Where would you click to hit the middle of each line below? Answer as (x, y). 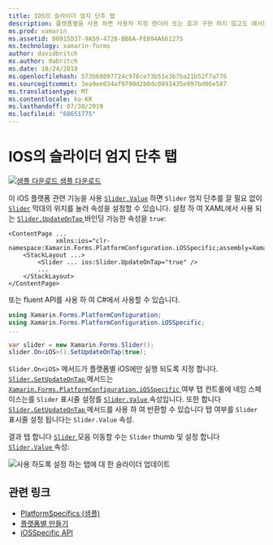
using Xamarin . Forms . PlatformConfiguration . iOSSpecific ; (107, 322)
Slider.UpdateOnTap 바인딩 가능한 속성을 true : (91, 218)
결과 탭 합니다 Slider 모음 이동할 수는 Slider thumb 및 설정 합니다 (114, 437)
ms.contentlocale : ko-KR (50, 99)
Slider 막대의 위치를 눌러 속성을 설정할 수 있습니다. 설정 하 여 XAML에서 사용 (131, 208)
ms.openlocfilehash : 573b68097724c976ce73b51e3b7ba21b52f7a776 (118, 76)
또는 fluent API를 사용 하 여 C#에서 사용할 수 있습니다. (94, 299)
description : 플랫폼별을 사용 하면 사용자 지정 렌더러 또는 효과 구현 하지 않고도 (128, 24)
